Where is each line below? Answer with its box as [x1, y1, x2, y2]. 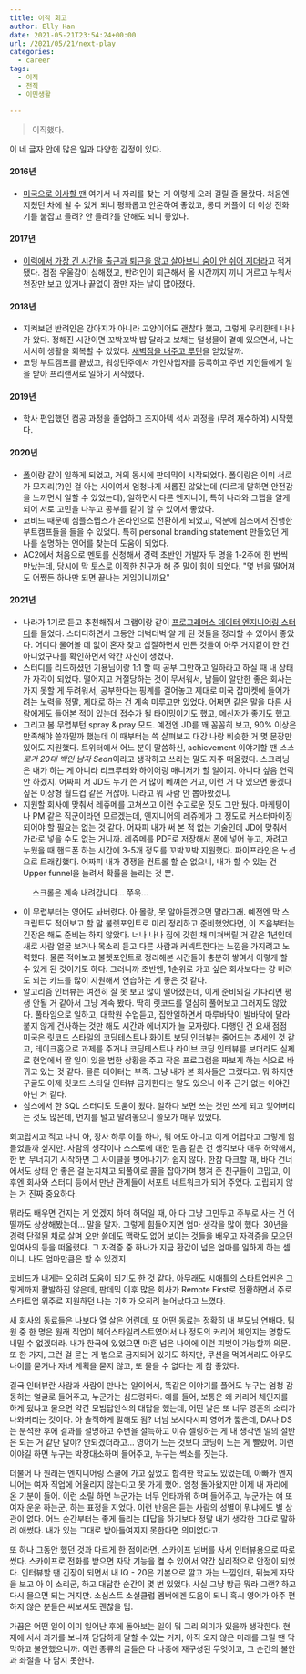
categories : [9, 47, 55, 57]
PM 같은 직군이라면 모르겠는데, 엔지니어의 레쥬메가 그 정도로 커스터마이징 [32, 810, 293, 821]
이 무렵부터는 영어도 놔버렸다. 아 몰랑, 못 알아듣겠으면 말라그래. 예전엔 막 [22, 905, 280, 917]
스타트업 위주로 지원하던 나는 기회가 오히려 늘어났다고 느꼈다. [9, 1295, 226, 1306]
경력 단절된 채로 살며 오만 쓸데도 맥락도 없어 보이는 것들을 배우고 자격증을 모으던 [9, 1229, 294, 1241]
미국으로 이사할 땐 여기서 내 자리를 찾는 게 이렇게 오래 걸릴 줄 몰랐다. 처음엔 [22, 188, 290, 199]
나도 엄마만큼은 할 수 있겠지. [28, 1252, 129, 1264]
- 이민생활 [17, 89, 52, 99]
